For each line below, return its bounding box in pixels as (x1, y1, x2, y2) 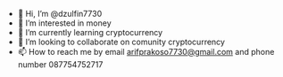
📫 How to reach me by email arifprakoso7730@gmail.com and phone (17, 47, 275, 57)
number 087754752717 (17, 59, 104, 70)
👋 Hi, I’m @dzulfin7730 (17, 9, 103, 19)
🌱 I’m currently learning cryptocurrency (17, 27, 163, 37)
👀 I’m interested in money (17, 18, 112, 28)
